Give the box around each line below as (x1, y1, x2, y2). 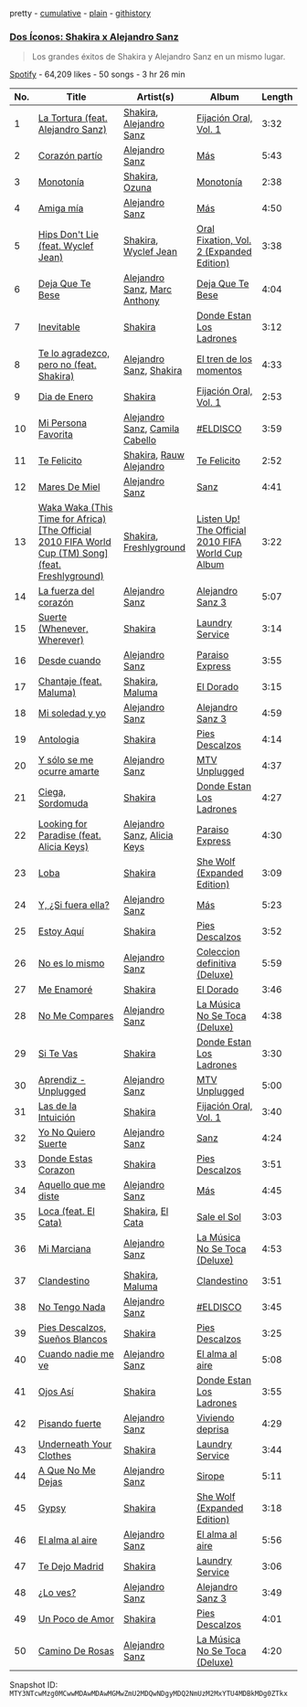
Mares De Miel (37, 481, 101, 493)
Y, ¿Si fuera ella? (37, 899, 110, 912)
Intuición (37, 1111, 76, 1124)
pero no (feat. (37, 358, 98, 371)
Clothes (37, 1449, 71, 1462)
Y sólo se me (37, 754, 94, 767)
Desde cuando (37, 654, 101, 667)
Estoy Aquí (37, 925, 85, 938)
